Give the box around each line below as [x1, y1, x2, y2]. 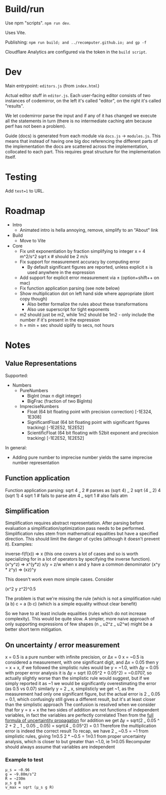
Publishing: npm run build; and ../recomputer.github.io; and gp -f [5, 39, 147, 45]
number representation [12, 459, 59, 466]
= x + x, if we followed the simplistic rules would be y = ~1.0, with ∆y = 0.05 [5, 665, 159, 671]
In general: [5, 444, 27, 451]
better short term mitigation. [5, 626, 63, 632]
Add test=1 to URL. [5, 188, 45, 194]
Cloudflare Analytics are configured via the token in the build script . [5, 49, 147, 55]
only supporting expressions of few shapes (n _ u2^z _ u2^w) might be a [5, 621, 153, 627]
